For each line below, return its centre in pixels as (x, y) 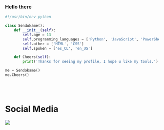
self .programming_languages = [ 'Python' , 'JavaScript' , (81, 39)
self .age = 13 (37, 35)
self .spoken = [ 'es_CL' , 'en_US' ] (58, 48)
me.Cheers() (17, 75)
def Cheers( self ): (32, 57)
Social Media (32, 109)
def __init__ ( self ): (35, 30)
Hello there (18, 7)
